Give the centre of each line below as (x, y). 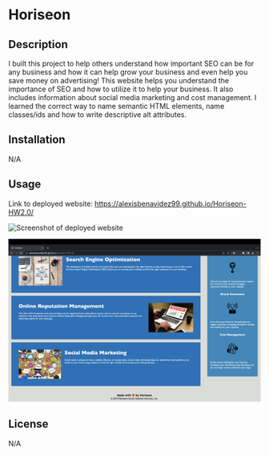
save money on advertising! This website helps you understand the (119, 81)
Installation (37, 140)
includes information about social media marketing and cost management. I (132, 97)
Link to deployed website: (51, 203)
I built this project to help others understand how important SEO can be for (131, 63)
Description (38, 44)
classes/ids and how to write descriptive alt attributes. (97, 115)
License (28, 424)
